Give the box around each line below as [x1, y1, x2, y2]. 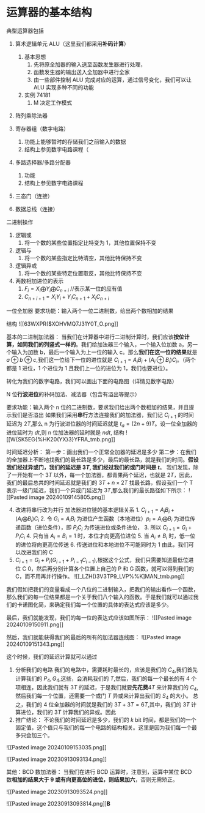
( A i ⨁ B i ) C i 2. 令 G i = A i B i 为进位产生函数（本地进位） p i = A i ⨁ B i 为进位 [15, 515, 190, 523]
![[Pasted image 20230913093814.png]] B [6, 800, 111, 807]
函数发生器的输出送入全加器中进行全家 [33, 68, 130, 75]
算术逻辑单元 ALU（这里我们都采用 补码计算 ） [15, 40, 129, 47]
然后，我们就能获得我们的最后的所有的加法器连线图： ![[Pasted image [6, 633, 181, 640]
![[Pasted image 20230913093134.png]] [6, 755, 107, 763]
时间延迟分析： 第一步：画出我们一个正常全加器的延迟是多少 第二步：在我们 [6, 448, 196, 455]
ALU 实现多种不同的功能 [33, 83, 95, 91]
